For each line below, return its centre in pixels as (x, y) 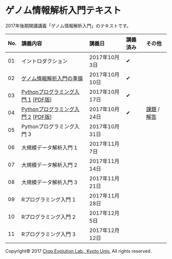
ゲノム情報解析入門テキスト (63, 11)
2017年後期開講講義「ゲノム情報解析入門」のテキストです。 (68, 26)
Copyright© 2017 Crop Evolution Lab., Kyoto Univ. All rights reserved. (79, 251)
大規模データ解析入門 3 (49, 182)
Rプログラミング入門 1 (48, 200)
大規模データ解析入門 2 (49, 165)
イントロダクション (45, 61)
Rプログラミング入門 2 (48, 217)
